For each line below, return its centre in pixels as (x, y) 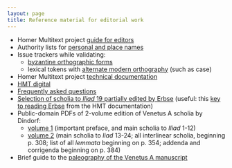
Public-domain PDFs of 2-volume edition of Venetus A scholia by (110, 113)
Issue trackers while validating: (61, 54)
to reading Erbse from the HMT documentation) (85, 106)
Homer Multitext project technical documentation (87, 76)
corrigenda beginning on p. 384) (74, 150)
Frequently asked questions (57, 91)
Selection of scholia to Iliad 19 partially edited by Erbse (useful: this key (119, 98)
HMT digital (34, 84)
